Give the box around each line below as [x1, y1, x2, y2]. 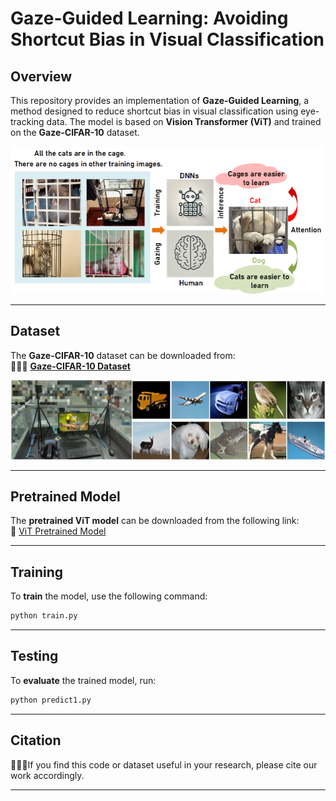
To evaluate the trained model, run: [10, 674, 157, 686]
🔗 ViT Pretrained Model [10, 525, 107, 537]
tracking [10, 116, 45, 127]
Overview [10, 68, 73, 85]
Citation [10, 732, 62, 749]
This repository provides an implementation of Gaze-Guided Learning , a [10, 95, 310, 106]
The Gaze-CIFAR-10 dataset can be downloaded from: [10, 349, 236, 361]
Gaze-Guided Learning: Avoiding [10, 7, 289, 30]
